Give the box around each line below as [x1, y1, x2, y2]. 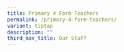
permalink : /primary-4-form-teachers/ [7, 16, 117, 23]
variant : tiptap [7, 22, 53, 29]
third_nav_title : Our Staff [7, 35, 87, 42]
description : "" [7, 28, 53, 36]
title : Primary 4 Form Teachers [7, 9, 99, 17]
